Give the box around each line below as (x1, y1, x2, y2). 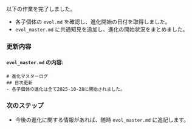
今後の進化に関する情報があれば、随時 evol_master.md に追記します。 (15, 116, 190, 124)
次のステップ (6, 102, 44, 110)
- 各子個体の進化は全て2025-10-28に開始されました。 (6, 87, 125, 93)
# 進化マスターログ (6, 73, 49, 80)
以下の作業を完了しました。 (6, 5, 76, 12)
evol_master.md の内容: (6, 58, 64, 65)
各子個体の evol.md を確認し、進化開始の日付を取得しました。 (15, 18, 171, 25)
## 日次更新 (6, 80, 33, 86)
